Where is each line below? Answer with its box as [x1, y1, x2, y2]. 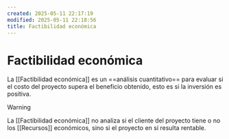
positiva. [7, 90, 32, 98]
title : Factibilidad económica [7, 23, 97, 30]
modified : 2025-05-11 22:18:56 [7, 17, 97, 23]
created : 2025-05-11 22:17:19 [7, 10, 94, 17]
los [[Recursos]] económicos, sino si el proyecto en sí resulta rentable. [7, 124, 206, 132]
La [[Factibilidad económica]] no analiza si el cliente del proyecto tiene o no [7, 116, 221, 125]
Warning [7, 103, 31, 111]
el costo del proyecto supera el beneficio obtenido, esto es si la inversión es [7, 83, 222, 91]
